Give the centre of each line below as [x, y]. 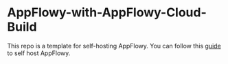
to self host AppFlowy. [39, 53]
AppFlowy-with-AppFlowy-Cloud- [107, 13]
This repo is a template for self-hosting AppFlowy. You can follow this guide [114, 46]
